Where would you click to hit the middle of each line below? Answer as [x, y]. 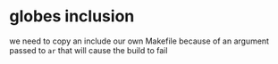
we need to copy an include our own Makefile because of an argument [139, 41]
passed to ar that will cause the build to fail [88, 50]
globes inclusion [72, 16]
